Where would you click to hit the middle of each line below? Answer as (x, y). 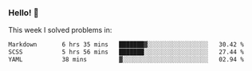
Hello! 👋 (24, 13)
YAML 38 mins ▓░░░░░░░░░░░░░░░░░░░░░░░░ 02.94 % (126, 60)
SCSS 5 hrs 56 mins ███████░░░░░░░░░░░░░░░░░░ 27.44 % (126, 52)
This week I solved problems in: (60, 30)
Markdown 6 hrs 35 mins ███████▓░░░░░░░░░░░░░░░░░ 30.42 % (126, 45)
